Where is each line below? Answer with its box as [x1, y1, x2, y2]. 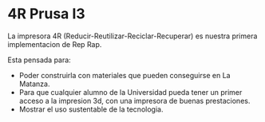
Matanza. [18, 79, 50, 89]
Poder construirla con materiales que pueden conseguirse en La [18, 70, 231, 80]
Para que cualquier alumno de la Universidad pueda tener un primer [18, 87, 243, 96]
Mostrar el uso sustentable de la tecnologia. [18, 104, 164, 114]
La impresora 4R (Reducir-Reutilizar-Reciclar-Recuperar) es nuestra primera [7, 31, 258, 41]
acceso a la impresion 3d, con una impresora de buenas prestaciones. [18, 96, 251, 105]
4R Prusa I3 [7, 5, 85, 23]
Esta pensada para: [7, 55, 71, 65]
